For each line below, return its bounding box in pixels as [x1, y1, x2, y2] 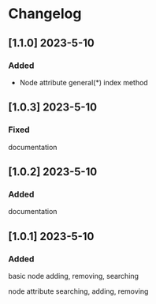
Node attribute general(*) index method [19, 77, 148, 87]
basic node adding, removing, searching [8, 271, 139, 280]
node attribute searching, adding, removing [8, 286, 149, 296]
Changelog [8, 5, 82, 23]
